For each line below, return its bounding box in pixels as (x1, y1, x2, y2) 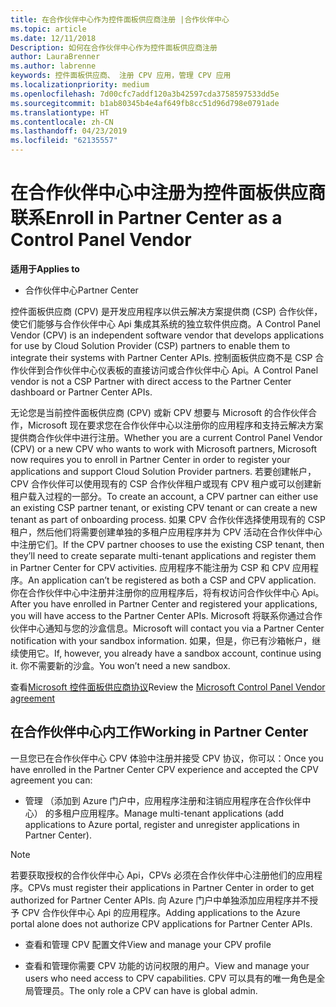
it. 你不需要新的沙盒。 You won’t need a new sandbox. (10, 659, 231, 671)
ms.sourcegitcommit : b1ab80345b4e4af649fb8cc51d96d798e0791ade (10, 98, 280, 108)
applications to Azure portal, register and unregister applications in (24, 818, 300, 830)
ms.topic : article (10, 24, 87, 34)
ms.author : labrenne (10, 61, 97, 71)
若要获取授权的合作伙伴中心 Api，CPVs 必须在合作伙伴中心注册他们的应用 (10, 869, 315, 881)
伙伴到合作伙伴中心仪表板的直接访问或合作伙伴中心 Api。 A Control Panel (18, 364, 319, 376)
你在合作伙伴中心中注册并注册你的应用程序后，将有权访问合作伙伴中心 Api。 (10, 586, 325, 598)
